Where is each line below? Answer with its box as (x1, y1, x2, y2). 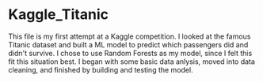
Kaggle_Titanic (8, 6, 109, 24)
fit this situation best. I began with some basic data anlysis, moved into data (8, 57, 256, 66)
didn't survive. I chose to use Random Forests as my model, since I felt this (8, 48, 253, 58)
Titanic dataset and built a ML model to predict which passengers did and (8, 39, 249, 49)
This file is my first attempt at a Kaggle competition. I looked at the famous (8, 32, 251, 41)
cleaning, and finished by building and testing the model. (8, 65, 193, 74)
